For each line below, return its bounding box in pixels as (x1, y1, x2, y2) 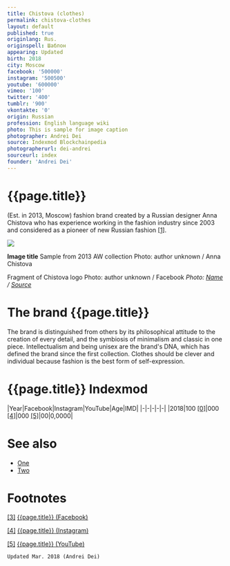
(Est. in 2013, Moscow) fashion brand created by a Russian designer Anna (7, 211, 218, 219)
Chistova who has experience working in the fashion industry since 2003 (7, 218, 215, 227)
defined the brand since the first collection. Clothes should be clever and (7, 349, 215, 357)
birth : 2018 (7, 55, 41, 62)
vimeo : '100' (7, 87, 45, 94)
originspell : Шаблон (7, 42, 67, 49)
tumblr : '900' (7, 100, 48, 107)
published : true (7, 29, 54, 37)
